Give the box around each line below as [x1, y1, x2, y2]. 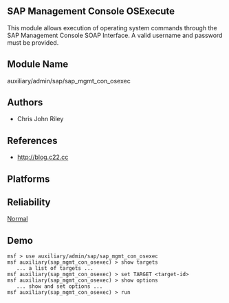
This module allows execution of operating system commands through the [7, 23, 218, 32]
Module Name [7, 59, 69, 70]
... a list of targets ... [16, 265, 94, 272]
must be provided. [7, 38, 59, 47]
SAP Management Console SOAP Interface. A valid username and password [7, 31, 223, 39]
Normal [7, 215, 28, 223]
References [7, 134, 58, 147]
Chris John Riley [17, 115, 64, 123]
